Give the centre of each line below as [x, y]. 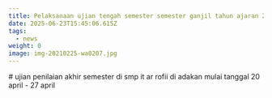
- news [27, 38]
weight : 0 [25, 46]
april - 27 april [32, 85]
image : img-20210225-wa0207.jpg [63, 53]
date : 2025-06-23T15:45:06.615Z [63, 23]
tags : [17, 31]
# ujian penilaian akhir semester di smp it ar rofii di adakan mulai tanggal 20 [134, 77]
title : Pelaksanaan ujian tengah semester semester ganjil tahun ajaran [134, 16]
